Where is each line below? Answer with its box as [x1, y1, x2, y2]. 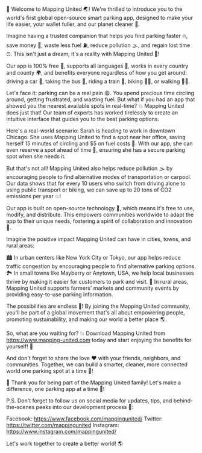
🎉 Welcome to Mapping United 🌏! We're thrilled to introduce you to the [6, 5, 183, 13]
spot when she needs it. [6, 153, 66, 160]
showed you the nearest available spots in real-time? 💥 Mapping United [6, 102, 185, 109]
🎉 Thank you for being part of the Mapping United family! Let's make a [6, 379, 181, 386]
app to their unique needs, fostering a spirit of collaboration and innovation [6, 217, 192, 225]
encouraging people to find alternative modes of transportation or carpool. [6, 173, 192, 180]
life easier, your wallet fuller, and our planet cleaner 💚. [6, 20, 140, 28]
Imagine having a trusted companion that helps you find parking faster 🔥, [6, 33, 188, 39]
